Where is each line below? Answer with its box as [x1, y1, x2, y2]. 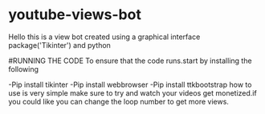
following [8, 64, 39, 73]
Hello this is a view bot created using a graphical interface [8, 32, 201, 41]
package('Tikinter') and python [8, 40, 111, 49]
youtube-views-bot [8, 6, 142, 24]
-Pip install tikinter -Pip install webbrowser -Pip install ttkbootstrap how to [8, 80, 252, 89]
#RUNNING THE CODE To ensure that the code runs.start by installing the [8, 56, 252, 65]
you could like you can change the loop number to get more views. [8, 96, 229, 106]
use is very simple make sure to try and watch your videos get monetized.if [8, 88, 257, 97]
